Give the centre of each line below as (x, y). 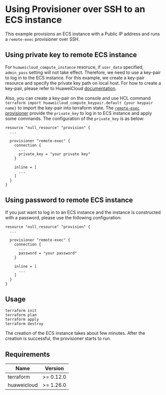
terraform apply (22, 320)
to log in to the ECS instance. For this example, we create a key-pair (75, 78)
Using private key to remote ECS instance (71, 55)
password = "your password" (48, 253)
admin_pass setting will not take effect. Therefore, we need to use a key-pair (83, 72)
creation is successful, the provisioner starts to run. (58, 339)
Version (54, 368)
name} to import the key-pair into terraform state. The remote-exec (72, 108)
